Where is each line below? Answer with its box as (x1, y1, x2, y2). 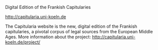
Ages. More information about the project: (5, 34, 91, 40)
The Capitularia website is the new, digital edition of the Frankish (5, 23, 138, 29)
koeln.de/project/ (5, 39, 41, 45)
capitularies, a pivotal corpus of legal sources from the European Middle (5, 29, 153, 34)
